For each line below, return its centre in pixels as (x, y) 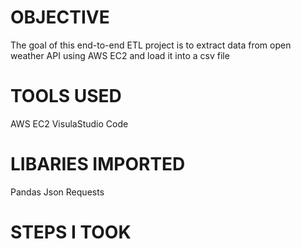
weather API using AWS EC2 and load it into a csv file (120, 55)
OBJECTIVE (60, 17)
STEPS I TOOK (71, 232)
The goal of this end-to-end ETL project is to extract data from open (151, 45)
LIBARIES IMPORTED (98, 164)
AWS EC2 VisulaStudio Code (69, 123)
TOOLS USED (66, 96)
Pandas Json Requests (57, 192)
